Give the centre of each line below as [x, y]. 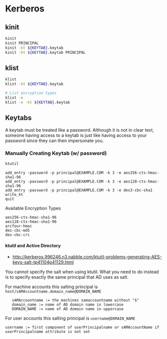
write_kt [14, 194]
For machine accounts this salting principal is [52, 287]
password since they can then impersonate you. [55, 141]
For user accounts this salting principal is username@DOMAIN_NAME [70, 318]
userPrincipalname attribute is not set [48, 332]
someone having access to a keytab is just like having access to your [76, 135]
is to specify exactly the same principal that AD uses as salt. [67, 277]
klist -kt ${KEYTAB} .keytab [34, 84]
